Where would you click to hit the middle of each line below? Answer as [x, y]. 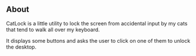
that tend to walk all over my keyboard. [53, 29]
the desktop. [21, 47]
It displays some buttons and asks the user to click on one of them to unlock [98, 40]
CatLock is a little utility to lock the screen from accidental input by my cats [97, 23]
